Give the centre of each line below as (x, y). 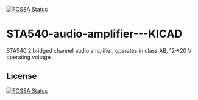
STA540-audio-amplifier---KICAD (94, 34)
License (22, 76)
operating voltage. (29, 57)
